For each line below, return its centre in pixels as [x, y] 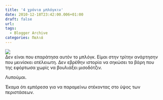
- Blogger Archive [29, 33]
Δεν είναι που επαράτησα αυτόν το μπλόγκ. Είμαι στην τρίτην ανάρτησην [81, 57]
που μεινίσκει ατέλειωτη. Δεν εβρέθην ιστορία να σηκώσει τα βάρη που [80, 62]
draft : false [19, 19]
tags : [11, 28]
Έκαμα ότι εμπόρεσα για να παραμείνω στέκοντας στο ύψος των [73, 87]
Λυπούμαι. [16, 77]
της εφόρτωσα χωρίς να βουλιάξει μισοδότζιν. [54, 67]
